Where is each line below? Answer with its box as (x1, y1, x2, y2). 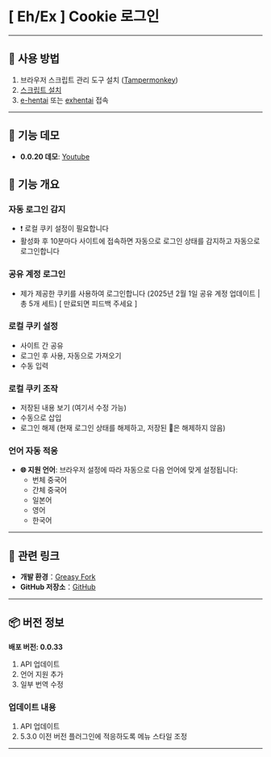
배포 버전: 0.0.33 (8, 642, 63, 652)
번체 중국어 (31, 475, 67, 485)
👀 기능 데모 (8, 128, 60, 142)
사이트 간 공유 (19, 340, 64, 350)
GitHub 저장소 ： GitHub (19, 582, 96, 592)
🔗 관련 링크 (8, 549, 60, 562)
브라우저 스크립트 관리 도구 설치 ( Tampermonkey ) (19, 74, 179, 85)
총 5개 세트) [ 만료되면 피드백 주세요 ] (19, 298, 138, 308)
